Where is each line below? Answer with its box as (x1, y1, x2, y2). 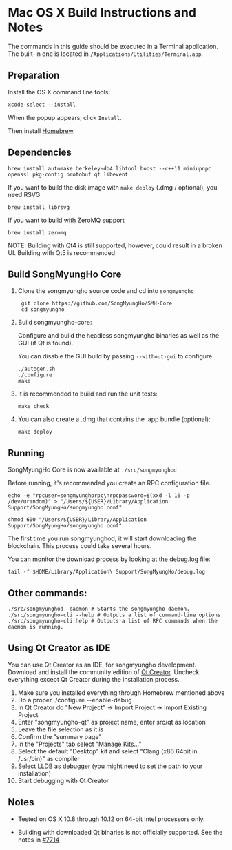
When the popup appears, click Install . (8, 113, 123, 121)
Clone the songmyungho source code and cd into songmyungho (17, 287, 195, 295)
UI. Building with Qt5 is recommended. (8, 248, 117, 256)
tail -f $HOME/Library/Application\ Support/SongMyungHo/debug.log (8, 569, 206, 576)
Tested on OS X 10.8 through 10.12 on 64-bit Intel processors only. (17, 815, 205, 823)
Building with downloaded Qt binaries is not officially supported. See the (17, 828, 223, 836)
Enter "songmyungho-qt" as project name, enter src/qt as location (17, 718, 206, 726)
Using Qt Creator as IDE (8, 642, 111, 654)
